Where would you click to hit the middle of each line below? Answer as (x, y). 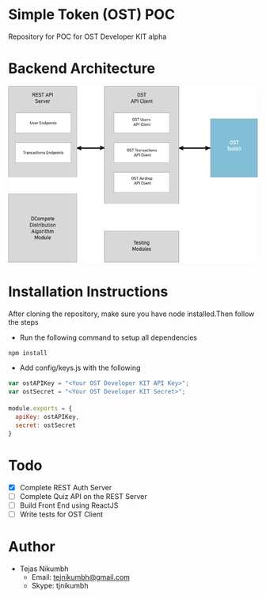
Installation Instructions (88, 291)
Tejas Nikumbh (44, 569)
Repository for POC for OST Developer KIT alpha (87, 36)
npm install (28, 353)
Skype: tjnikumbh (60, 585)
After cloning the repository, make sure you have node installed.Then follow (131, 314)
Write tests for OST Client (61, 514)
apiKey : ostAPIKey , (47, 417)
